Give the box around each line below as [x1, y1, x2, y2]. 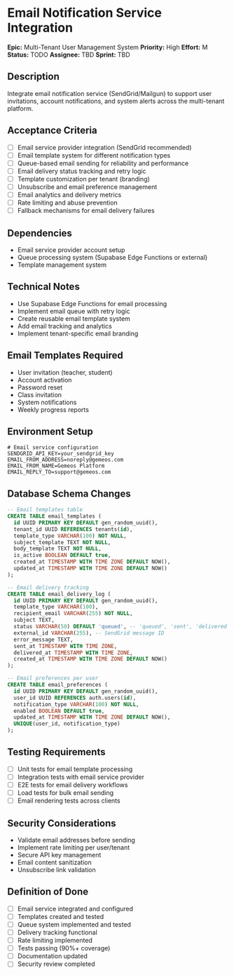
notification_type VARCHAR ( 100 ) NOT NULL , [13, 700, 139, 708]
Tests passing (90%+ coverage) [17, 944, 111, 953]
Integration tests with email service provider [17, 773, 145, 781]
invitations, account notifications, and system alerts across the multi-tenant [7, 97, 225, 105]
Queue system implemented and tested [17, 920, 132, 929]
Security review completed [17, 960, 96, 968]
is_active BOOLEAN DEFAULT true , [13, 552, 111, 559]
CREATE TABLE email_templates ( [7, 513, 102, 520]
